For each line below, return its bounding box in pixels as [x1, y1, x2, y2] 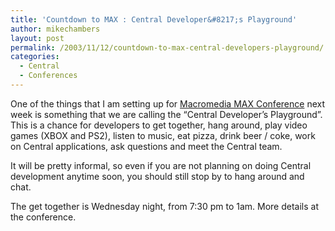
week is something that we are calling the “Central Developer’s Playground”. [10, 108, 323, 120]
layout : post [10, 33, 65, 43]
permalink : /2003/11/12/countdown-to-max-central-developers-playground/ [10, 42, 325, 53]
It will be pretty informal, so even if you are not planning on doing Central [10, 159, 312, 171]
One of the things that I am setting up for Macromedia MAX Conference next [10, 97, 325, 110]
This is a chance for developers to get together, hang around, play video [10, 119, 308, 131]
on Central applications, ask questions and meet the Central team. [10, 140, 283, 152]
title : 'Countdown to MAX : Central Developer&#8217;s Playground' [10, 14, 298, 25]
